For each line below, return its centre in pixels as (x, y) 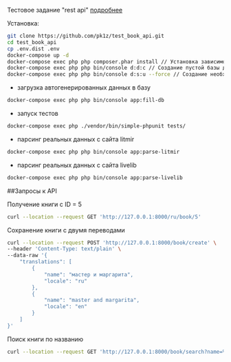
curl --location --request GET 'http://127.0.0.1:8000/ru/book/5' (104, 217)
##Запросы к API (32, 191)
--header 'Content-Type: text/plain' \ (64, 249)
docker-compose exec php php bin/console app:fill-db (86, 100)
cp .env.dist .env (33, 49)
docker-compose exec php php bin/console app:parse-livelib (95, 178)
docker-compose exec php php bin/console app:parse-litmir (93, 152)
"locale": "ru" (66, 281)
